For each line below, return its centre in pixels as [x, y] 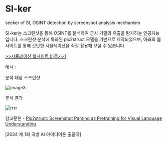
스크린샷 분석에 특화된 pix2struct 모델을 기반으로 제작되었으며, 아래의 [88, 39]
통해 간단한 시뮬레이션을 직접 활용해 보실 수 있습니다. [74, 45]
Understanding [21, 124]
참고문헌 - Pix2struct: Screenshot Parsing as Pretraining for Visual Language [83, 118]
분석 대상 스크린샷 [23, 77]
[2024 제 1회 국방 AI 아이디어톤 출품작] [43, 134]
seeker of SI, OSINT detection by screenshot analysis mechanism [73, 23]
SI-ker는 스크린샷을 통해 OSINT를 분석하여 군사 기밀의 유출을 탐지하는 [74, 33]
